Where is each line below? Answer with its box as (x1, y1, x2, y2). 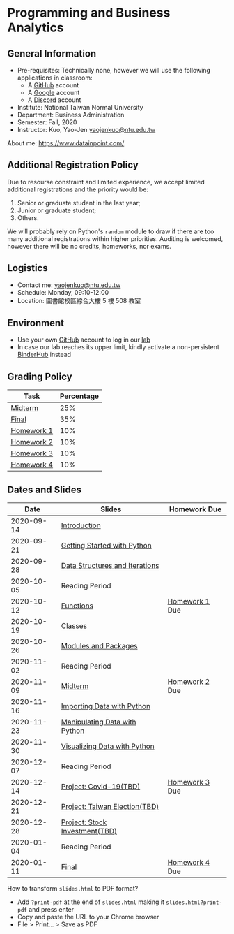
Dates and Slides (7, 483, 82, 495)
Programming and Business (7, 5, 171, 21)
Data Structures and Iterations (61, 561, 159, 571)
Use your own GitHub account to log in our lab (17, 335, 151, 344)
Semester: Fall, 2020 (17, 118, 77, 126)
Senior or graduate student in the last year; (17, 198, 141, 207)
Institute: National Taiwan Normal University (17, 103, 144, 111)
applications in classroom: (17, 73, 93, 82)
